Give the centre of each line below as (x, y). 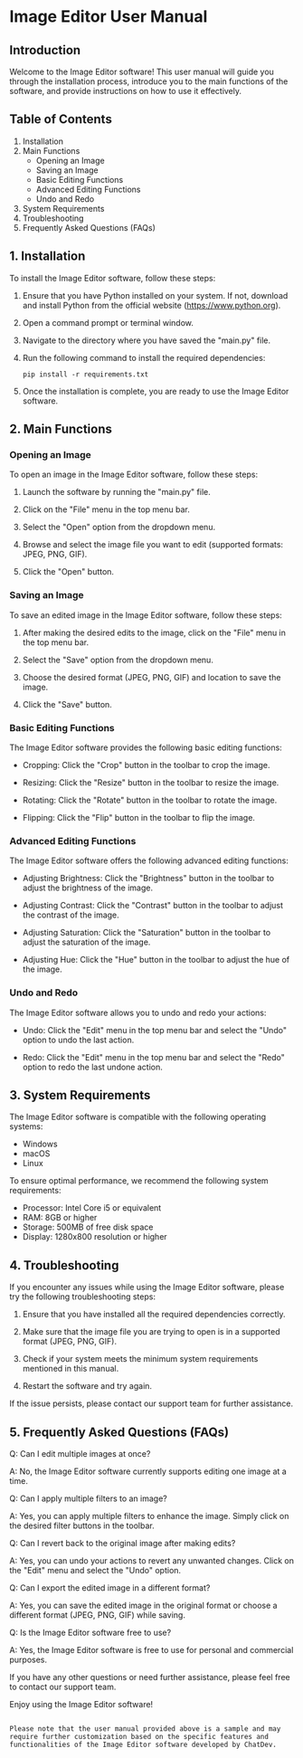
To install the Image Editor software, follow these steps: (113, 278)
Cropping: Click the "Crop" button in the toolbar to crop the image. (146, 765)
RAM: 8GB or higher (60, 1218)
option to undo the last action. (78, 1040)
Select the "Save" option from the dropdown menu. (118, 660)
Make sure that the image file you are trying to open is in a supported (151, 1332)
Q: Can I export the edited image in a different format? (110, 1587)
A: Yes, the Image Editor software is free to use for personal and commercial (151, 1649)
